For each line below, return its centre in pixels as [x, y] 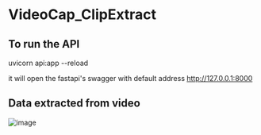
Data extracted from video [74, 104]
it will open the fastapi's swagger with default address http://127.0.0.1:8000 [130, 78]
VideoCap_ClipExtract [83, 15]
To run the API [44, 44]
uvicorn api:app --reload [48, 63]
